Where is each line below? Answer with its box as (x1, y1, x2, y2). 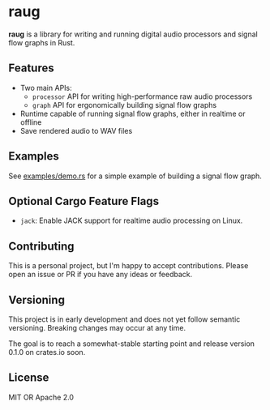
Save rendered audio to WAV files (19, 126, 133, 135)
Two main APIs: (19, 83, 73, 92)
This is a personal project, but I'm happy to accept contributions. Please (8, 261, 249, 271)
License (8, 371, 49, 385)
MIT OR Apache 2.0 (8, 392, 75, 402)
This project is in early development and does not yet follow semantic (8, 314, 241, 324)
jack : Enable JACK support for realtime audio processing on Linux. (19, 216, 243, 225)
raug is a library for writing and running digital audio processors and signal (8, 29, 258, 39)
